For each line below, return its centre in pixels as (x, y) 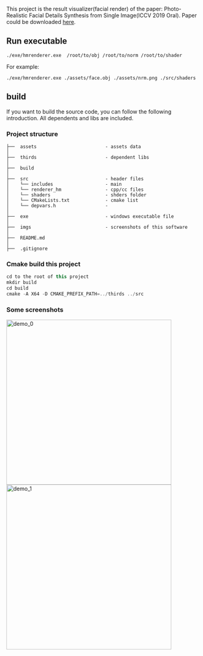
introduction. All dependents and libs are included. (70, 118)
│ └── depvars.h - (57, 206)
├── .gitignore (27, 249)
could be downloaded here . (41, 22)
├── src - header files (75, 179)
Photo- (173, 9)
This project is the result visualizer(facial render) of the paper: (85, 9)
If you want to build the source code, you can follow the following (89, 111)
